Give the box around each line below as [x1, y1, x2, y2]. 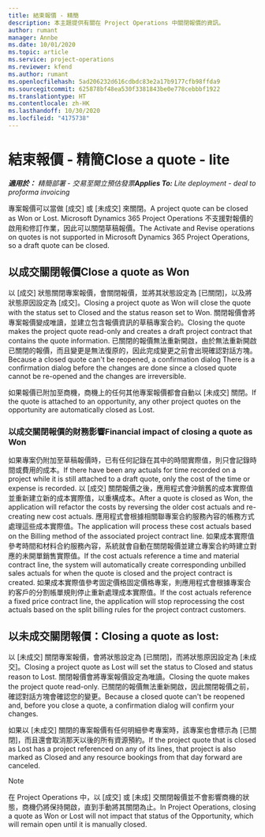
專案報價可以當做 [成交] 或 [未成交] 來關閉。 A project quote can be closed [8, 203, 248, 213]
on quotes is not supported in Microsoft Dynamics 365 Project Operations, [8, 232, 250, 242]
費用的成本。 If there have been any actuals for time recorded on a [21, 465, 237, 475]
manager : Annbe [8, 33, 58, 42]
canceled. [8, 760, 41, 770]
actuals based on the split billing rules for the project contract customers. [8, 605, 247, 614]
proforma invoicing [8, 187, 70, 197]
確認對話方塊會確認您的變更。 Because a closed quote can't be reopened [8, 692, 245, 701]
